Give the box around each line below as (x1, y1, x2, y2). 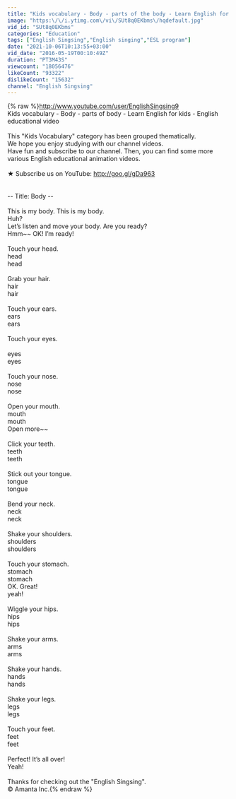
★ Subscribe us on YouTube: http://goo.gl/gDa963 (7, 170, 155, 178)
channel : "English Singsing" (7, 83, 93, 90)
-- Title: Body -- (7, 192, 54, 201)
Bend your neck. (7, 499, 55, 509)
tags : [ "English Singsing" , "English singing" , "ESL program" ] (7, 37, 191, 44)
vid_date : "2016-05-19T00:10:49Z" (7, 50, 110, 57)
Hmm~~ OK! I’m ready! (7, 230, 74, 238)
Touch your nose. (7, 372, 59, 381)
